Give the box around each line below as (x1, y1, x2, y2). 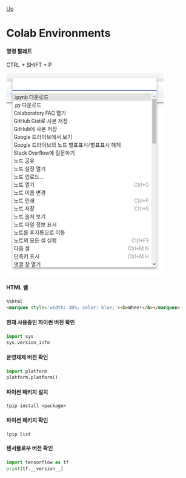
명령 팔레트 (6, 47, 32, 55)
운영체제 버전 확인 (6, 353, 48, 360)
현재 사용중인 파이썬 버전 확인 (6, 318, 75, 326)
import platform (6, 368, 47, 374)
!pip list (6, 431, 32, 437)
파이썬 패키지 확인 (6, 417, 48, 424)
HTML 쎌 (6, 283, 28, 291)
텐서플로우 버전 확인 (6, 445, 53, 452)
